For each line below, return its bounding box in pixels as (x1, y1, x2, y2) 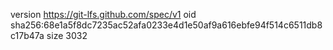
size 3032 (46, 30, 88, 41)
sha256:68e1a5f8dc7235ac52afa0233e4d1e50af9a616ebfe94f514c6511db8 (10, 19, 323, 31)
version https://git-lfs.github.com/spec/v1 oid (10, 9, 197, 20)
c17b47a (10, 30, 45, 41)
